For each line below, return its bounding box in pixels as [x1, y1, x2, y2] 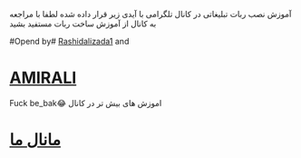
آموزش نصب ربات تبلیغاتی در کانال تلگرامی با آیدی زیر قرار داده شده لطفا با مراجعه [9, 9, 292, 19]
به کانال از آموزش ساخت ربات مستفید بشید [9, 18, 157, 29]
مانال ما [9, 130, 62, 150]
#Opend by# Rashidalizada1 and [9, 36, 130, 46]
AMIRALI [9, 68, 77, 88]
